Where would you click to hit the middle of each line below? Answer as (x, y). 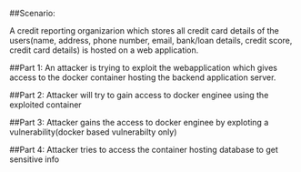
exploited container (45, 105)
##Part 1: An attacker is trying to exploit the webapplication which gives (143, 68)
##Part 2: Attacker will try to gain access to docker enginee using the (139, 95)
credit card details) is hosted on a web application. (104, 50)
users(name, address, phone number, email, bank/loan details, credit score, (151, 40)
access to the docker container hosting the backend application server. (143, 77)
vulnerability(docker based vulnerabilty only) (93, 132)
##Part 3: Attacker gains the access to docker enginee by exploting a (139, 122)
